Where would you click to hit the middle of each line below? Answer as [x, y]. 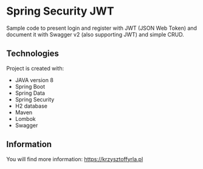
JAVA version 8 [34, 80]
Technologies [33, 54]
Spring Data [30, 93]
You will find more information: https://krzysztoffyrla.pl [75, 159]
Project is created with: [35, 68]
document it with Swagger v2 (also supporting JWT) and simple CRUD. [95, 34]
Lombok [26, 119]
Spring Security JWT [60, 11]
